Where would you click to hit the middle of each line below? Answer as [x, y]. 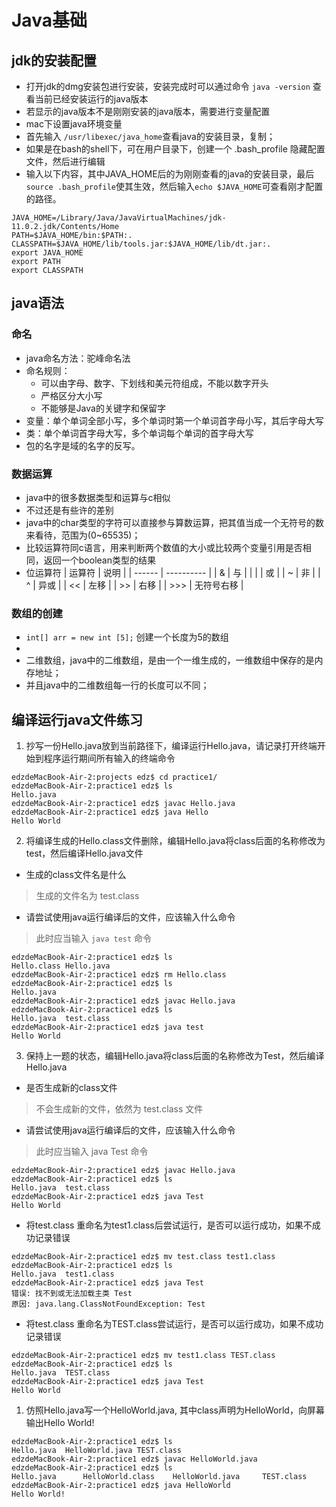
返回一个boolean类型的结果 [99, 560]
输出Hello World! [60, 1423]
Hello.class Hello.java [61, 966]
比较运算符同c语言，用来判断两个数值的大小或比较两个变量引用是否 [164, 547]
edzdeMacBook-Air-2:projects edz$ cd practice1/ [114, 777]
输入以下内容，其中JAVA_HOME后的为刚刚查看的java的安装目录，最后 [170, 174]
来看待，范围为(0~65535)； [83, 535]
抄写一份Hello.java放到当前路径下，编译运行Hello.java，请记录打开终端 [171, 746]
